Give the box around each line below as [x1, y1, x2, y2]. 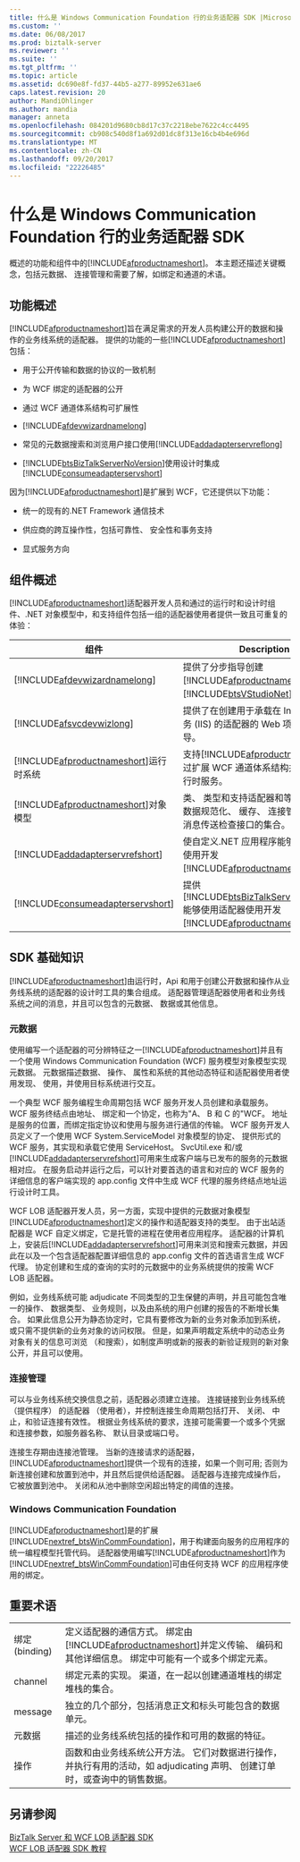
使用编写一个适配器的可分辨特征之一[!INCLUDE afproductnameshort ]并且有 [9, 1044, 284, 1056]
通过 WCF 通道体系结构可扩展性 [21, 403, 139, 413]
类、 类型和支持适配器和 [182, 791, 284, 803]
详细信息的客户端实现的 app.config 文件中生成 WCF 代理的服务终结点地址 [9, 1176, 279, 1186]
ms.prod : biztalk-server [9, 38, 102, 47]
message [13, 1705, 53, 1718]
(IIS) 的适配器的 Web [194, 718, 281, 730]
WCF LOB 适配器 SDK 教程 [9, 1843, 107, 1854]
